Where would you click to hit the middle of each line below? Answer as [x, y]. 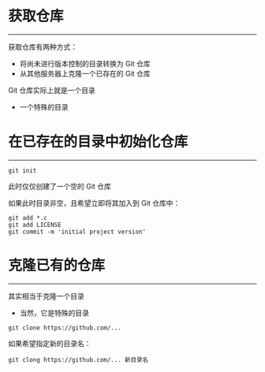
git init [22, 170]
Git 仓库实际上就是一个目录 [52, 90]
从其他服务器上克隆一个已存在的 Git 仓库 [85, 73]
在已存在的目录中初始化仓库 [98, 142]
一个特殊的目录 [44, 106]
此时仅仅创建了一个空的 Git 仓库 [60, 186]
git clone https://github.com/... [65, 328]
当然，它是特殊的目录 [54, 313]
